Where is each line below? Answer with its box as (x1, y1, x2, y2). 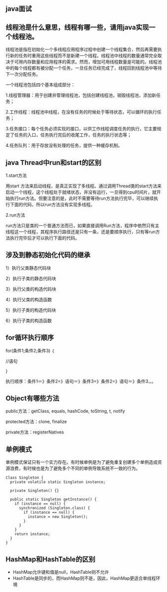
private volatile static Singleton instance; (10, 480, 106, 484)
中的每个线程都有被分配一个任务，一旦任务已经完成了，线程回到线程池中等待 (5, 65, 162, 71)
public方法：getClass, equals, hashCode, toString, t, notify (5, 408, 125, 414)
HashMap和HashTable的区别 (5, 555, 96, 563)
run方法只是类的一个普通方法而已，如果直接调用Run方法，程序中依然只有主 (5, 222, 160, 229)
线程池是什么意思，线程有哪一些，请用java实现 (5, 23, 149, 31)
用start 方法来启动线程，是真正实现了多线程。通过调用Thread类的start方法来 (5, 183, 162, 189)
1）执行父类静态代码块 (5, 265, 51, 271)
